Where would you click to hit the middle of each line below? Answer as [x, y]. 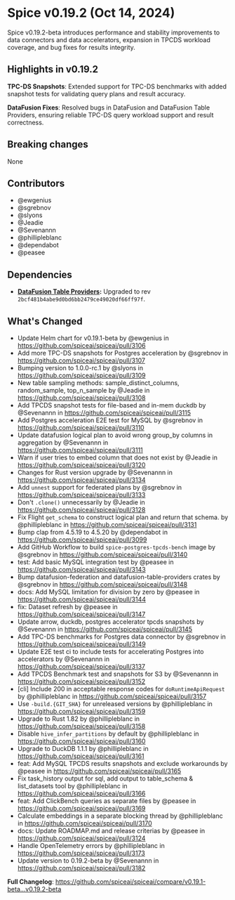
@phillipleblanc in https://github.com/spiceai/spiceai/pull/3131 [107, 524]
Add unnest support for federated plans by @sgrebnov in [100, 487]
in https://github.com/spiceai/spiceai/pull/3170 [85, 823]
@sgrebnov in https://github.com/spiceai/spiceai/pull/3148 [102, 584]
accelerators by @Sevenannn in [63, 659]
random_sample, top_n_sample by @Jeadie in [83, 390]
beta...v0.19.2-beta [34, 889]
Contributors [36, 183]
